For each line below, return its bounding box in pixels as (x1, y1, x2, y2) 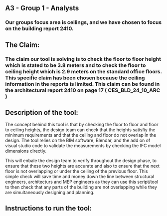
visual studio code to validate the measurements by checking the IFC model (5, 143, 161, 149)
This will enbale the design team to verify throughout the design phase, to (5, 158, 157, 164)
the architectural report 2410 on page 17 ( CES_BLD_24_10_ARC (5, 87, 161, 94)
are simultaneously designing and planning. (5, 190, 95, 196)
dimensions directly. (5, 148, 46, 154)
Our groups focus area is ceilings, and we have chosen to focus (5, 19, 162, 26)
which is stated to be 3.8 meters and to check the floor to (5, 62, 146, 69)
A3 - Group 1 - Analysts (5, 4, 79, 12)
